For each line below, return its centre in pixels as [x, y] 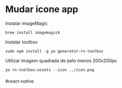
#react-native [20, 81]
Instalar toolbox [22, 42]
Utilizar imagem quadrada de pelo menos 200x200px [61, 60]
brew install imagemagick [33, 32]
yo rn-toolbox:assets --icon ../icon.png [50, 70]
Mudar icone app [42, 9]
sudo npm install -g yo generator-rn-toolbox [54, 51]
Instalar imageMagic [27, 23]
